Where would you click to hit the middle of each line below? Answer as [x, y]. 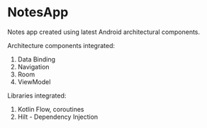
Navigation [33, 66]
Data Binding [36, 59]
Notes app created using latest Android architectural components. [104, 32]
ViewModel [34, 81]
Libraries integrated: [37, 95]
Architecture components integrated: [61, 45]
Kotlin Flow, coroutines [51, 109]
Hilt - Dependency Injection [58, 117]
